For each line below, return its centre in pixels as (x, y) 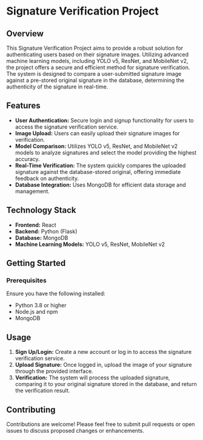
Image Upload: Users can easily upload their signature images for (97, 133)
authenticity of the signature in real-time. (57, 87)
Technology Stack (41, 210)
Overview (25, 34)
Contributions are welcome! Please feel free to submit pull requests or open (101, 424)
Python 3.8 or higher (41, 305)
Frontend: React (35, 225)
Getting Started (36, 263)
